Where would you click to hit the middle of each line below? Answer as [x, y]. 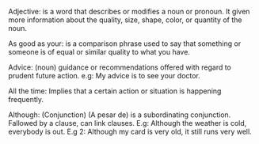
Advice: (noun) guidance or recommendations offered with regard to [120, 67]
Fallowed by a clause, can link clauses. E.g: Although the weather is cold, [128, 123]
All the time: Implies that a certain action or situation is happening [115, 91]
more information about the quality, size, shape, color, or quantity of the [125, 20]
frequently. [26, 99]
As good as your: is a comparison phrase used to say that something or [125, 44]
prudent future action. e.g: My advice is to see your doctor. [104, 76]
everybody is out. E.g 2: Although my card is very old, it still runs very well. [130, 131]
